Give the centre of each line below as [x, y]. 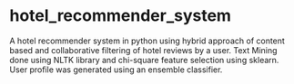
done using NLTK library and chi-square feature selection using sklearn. [144, 60]
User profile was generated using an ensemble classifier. [116, 70]
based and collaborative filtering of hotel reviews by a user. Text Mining [143, 50]
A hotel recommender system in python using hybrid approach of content [147, 41]
